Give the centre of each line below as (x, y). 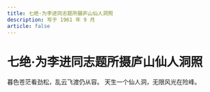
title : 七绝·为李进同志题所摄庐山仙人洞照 (60, 13)
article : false (29, 26)
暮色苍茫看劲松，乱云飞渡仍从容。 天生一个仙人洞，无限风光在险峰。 (104, 82)
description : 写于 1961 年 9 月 (51, 20)
